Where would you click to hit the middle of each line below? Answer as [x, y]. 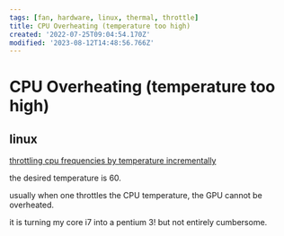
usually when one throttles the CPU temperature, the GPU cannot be [136, 196]
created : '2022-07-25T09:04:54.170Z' [80, 34]
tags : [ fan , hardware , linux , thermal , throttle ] [104, 17]
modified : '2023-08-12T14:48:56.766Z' [82, 43]
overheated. [32, 205]
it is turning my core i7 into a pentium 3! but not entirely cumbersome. [138, 223]
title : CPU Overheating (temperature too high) [100, 26]
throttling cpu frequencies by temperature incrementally [113, 161]
